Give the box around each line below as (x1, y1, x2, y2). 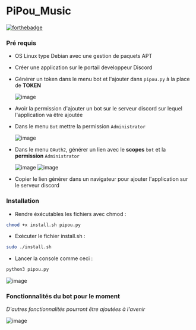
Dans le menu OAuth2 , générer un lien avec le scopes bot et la (14, 146, 166, 153)
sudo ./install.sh (6, 244, 52, 250)
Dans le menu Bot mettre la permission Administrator (14, 123, 146, 130)
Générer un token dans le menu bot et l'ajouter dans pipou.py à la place (14, 76, 190, 83)
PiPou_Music (6, 4, 71, 18)
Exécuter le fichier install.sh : (14, 233, 86, 240)
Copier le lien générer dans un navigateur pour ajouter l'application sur (14, 175, 188, 183)
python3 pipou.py (6, 267, 49, 273)
